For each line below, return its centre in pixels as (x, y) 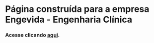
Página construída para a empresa (77, 9)
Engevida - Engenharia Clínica (69, 20)
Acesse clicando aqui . (33, 35)
